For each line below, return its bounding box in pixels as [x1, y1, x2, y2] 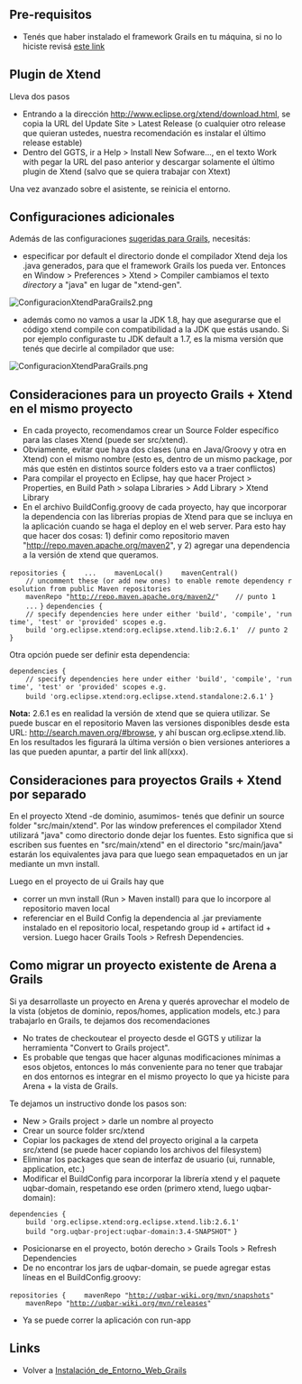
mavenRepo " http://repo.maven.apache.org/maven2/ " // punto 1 [25, 593, 277, 602]
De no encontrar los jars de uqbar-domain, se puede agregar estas [22, 1262, 271, 1273]
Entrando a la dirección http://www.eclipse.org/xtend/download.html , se [22, 108, 291, 119]
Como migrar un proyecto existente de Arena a [9, 958, 278, 973]
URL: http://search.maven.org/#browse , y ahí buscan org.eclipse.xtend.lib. [9, 727, 287, 738]
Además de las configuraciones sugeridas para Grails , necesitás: [9, 234, 251, 245]
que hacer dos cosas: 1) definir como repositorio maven [22, 531, 230, 541]
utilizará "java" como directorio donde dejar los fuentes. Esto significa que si [9, 830, 294, 841]
